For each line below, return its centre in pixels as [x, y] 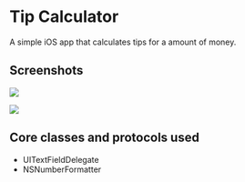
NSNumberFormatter [62, 169]
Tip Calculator [64, 17]
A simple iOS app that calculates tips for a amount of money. [123, 42]
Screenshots [46, 71]
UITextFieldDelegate [61, 159]
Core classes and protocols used [105, 138]
